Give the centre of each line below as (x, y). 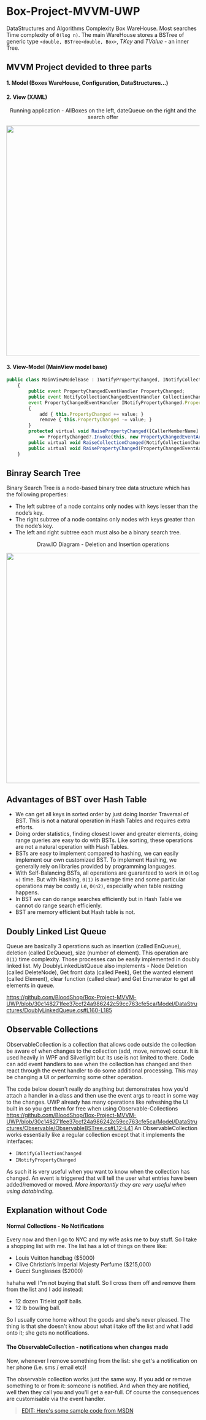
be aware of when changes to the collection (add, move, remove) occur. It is (103, 1051)
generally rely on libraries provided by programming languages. (95, 867)
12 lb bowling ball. (38, 1308)
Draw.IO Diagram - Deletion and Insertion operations (103, 544)
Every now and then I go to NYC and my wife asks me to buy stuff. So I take (102, 1239)
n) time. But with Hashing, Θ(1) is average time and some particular (100, 880)
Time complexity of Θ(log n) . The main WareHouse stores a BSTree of (95, 34)
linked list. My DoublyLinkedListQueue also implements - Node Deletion (97, 966)
